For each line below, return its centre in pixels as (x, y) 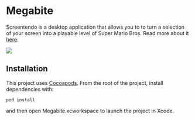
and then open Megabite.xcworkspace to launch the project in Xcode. (90, 111)
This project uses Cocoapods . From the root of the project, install (85, 83)
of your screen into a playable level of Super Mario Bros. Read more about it (97, 33)
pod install (20, 100)
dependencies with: (30, 89)
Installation (27, 69)
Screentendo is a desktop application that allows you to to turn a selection (95, 27)
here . (12, 39)
